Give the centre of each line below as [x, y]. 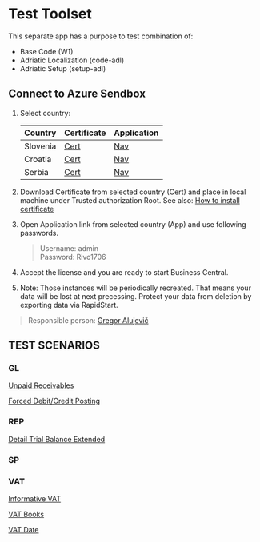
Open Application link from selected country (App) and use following [133, 224]
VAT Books [26, 514]
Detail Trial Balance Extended [57, 439]
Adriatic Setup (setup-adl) [63, 68]
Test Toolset [50, 14]
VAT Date [24, 529]
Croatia [38, 159]
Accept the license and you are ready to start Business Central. [124, 272]
